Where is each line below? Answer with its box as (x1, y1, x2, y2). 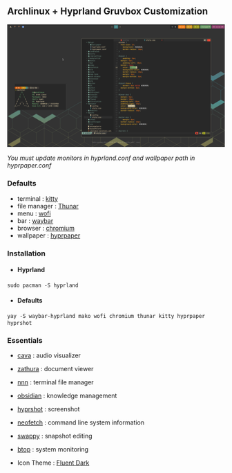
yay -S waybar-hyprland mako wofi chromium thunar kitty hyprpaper (7, 312, 206, 319)
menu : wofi (17, 209, 51, 217)
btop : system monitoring (17, 445, 88, 454)
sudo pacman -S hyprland (7, 282, 79, 289)
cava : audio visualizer (17, 351, 81, 359)
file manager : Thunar (17, 202, 79, 210)
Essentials (7, 335, 43, 345)
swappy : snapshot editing (17, 432, 93, 440)
